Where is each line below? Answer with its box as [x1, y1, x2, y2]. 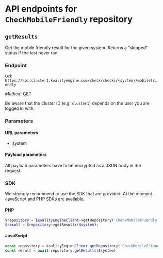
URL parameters [5, 130, 39, 136]
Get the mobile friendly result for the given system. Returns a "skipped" [5, 45, 148, 51]
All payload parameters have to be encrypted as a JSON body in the [5, 162, 142, 168]
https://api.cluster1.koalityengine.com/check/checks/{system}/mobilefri [5, 78, 158, 83]
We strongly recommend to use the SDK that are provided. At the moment [5, 190, 153, 196]
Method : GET [5, 91, 32, 97]
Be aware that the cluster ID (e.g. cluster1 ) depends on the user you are [5, 101, 149, 106]
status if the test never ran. [5, 50, 59, 55]
